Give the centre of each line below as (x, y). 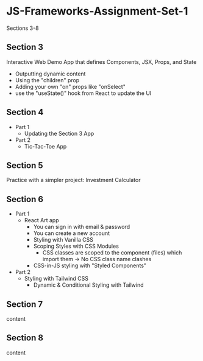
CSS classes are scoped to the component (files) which (112, 253)
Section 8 (25, 338)
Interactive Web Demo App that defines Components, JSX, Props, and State (101, 61)
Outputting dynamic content (50, 74)
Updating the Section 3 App (59, 133)
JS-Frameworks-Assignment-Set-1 (97, 11)
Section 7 (25, 304)
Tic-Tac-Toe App (45, 146)
